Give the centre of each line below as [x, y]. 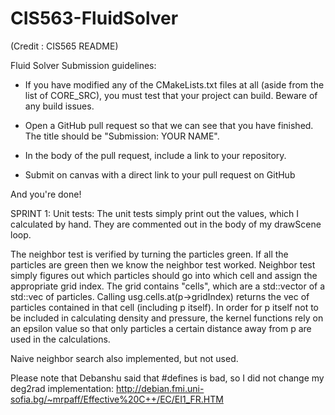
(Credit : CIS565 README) [64, 46]
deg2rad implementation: [62, 388]
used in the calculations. [60, 339]
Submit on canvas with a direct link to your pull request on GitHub [160, 174]
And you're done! [46, 194]
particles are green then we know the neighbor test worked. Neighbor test [163, 264]
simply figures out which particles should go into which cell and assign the [164, 275]
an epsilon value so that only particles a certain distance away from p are [161, 328]
